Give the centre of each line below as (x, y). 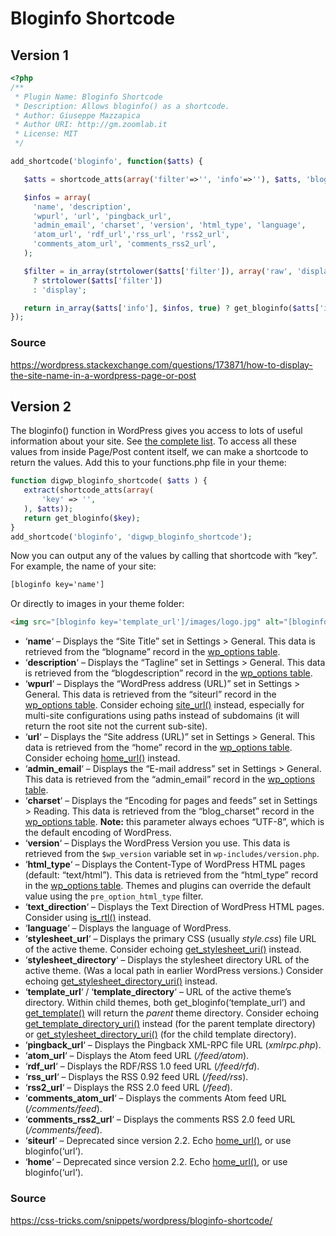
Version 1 (39, 55)
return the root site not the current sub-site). (116, 726)
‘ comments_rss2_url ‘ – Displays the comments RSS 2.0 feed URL (160, 1119)
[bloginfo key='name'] (57, 585)
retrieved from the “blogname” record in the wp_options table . (152, 652)
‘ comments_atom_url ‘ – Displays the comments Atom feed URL (155, 1098)
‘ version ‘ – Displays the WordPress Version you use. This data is (157, 843)
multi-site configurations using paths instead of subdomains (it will (162, 716)
